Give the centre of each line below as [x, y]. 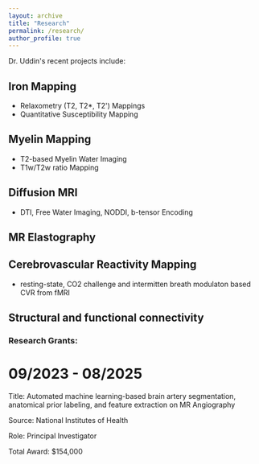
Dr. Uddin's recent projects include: [67, 61]
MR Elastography [52, 238]
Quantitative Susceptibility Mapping [79, 114]
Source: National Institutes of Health [68, 421]
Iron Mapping [43, 86]
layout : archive [35, 16]
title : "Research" [39, 23]
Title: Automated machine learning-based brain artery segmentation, [122, 396]
